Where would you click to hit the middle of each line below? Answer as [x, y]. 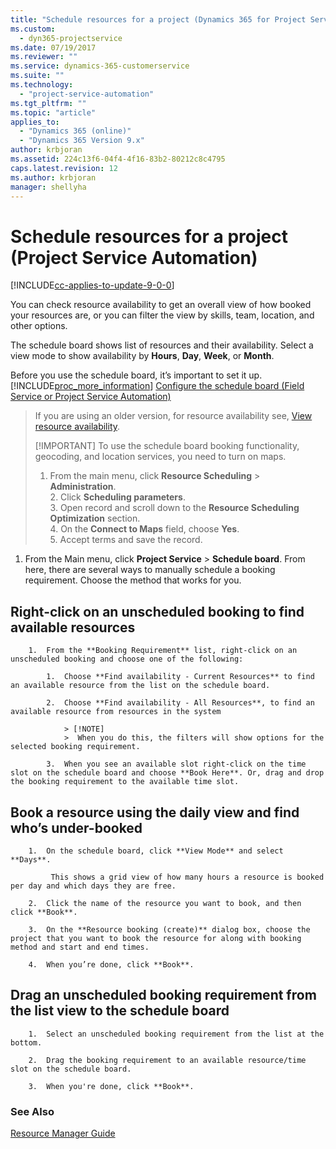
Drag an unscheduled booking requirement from [163, 995]
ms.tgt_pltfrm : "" [48, 103]
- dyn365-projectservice [71, 38]
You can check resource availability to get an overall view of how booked [161, 305]
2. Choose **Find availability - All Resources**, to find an [180, 703]
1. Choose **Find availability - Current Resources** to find [180, 677]
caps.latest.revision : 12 [64, 168]
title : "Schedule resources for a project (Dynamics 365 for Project [158, 19]
